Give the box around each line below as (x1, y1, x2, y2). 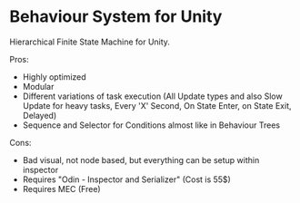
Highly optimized (22, 71, 86, 82)
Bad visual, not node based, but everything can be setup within (22, 154, 260, 165)
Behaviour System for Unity (9, 6, 223, 27)
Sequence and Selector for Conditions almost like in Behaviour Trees (22, 120, 280, 130)
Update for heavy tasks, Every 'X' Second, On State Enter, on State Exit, (22, 100, 292, 111)
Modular (22, 81, 55, 92)
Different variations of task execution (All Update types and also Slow (22, 91, 284, 101)
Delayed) (22, 110, 57, 121)
